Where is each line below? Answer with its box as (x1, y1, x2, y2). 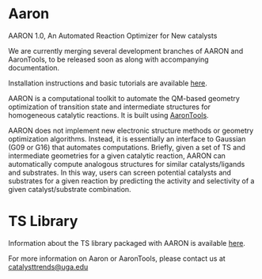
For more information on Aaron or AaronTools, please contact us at (8, 254, 226, 263)
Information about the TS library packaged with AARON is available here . (8, 238, 245, 247)
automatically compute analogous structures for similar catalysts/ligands (8, 159, 245, 168)
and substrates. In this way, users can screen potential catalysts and (8, 168, 232, 177)
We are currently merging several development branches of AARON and (8, 46, 244, 55)
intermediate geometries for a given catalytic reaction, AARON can (8, 151, 226, 160)
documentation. (8, 62, 60, 72)
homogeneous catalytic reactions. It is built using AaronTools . (8, 110, 209, 119)
